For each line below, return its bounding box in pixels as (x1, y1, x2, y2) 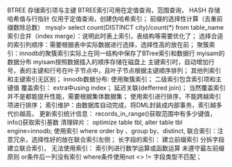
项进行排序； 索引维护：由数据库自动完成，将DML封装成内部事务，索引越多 (7, 101, 223, 109)
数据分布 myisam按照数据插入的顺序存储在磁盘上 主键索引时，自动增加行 (7, 58, 215, 66)
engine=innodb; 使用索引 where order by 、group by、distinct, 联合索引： (7, 127, 218, 135)
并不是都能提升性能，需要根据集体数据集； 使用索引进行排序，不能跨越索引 (7, 92, 222, 100)
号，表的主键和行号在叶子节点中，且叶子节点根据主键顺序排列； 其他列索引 (7, 66, 222, 75)
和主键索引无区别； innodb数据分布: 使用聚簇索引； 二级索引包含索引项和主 (7, 75, 222, 83)
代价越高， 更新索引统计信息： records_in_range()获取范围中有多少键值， (7, 110, 217, 117)
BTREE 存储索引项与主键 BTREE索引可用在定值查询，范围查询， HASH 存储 (7, 6, 220, 14)
